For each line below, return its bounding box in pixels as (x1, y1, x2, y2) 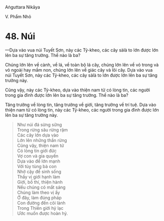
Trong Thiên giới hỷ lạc (17, 205, 64, 211)
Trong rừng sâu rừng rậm (17, 127, 68, 133)
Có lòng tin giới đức (17, 147, 57, 154)
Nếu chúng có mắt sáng (17, 184, 66, 190)
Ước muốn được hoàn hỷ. (17, 210, 68, 216)
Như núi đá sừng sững (17, 121, 62, 127)
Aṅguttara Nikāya (5, 4, 40, 10)
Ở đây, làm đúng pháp (17, 194, 62, 200)
